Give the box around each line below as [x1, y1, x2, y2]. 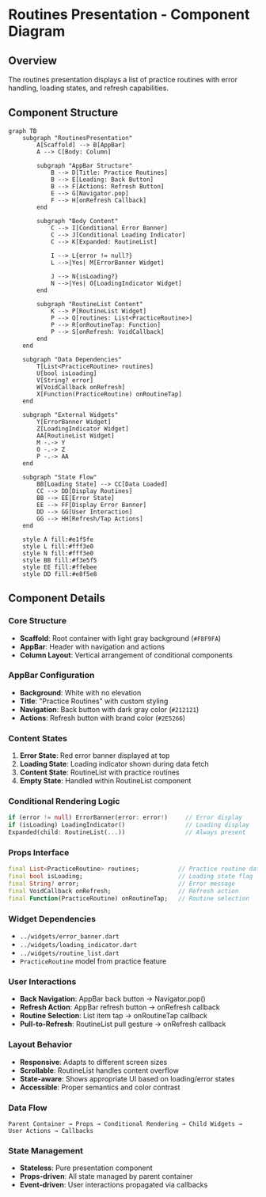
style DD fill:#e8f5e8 [22, 570, 97, 578]
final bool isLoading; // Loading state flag [8, 873, 253, 881]
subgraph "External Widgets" [22, 411, 119, 419]
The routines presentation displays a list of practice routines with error [8, 75, 237, 84]
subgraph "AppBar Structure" [36, 161, 133, 169]
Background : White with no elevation [19, 688, 142, 697]
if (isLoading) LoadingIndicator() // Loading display [8, 821, 249, 829]
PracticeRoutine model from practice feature [19, 956, 167, 966]
